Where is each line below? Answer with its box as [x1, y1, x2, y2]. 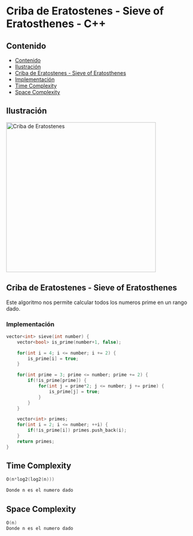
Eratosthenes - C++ [6, 17, 106, 31]
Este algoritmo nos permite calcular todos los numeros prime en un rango [6, 299, 188, 306]
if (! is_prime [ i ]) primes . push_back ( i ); [27, 427, 127, 433]
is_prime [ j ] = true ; [48, 389, 100, 395]
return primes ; [17, 438, 55, 444]
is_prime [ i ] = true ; [27, 356, 79, 362]
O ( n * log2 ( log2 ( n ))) [6, 477, 55, 483]
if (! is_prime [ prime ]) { [27, 378, 87, 384]
